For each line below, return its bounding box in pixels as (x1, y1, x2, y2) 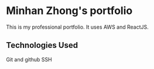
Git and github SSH (6, 56, 52, 63)
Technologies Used (6, 40, 78, 50)
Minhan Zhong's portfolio (6, 4, 133, 18)
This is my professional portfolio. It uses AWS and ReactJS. (6, 23, 149, 30)
